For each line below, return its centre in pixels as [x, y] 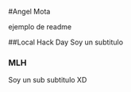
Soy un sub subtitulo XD [48, 80]
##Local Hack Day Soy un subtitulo [66, 42]
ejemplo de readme [40, 27]
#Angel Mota [29, 11]
